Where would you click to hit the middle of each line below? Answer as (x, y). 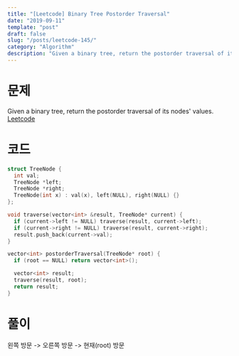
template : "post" (33, 27)
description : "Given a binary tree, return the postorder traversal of (116, 54)
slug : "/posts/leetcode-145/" (52, 41)
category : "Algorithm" (41, 47)
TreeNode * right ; (39, 189)
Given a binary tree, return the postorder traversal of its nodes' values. (111, 111)
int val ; (27, 176)
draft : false (27, 34)
